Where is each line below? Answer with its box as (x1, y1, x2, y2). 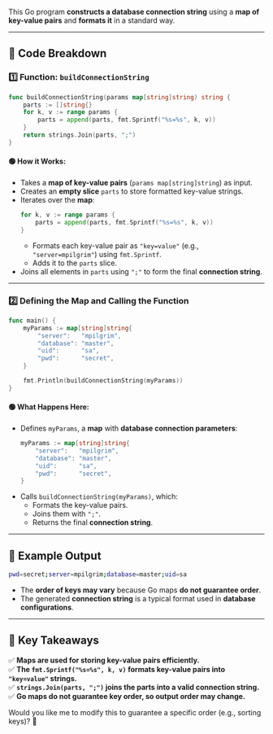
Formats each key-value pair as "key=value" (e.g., (32, 240, 199, 251)
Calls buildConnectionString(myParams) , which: (19, 492, 179, 501)
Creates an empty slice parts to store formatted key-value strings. (19, 186, 244, 196)
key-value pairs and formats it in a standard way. (8, 15, 175, 25)
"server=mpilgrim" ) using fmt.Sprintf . (32, 249, 162, 259)
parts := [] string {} (23, 101, 93, 109)
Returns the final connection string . (32, 518, 154, 527)
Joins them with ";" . (32, 509, 102, 519)
